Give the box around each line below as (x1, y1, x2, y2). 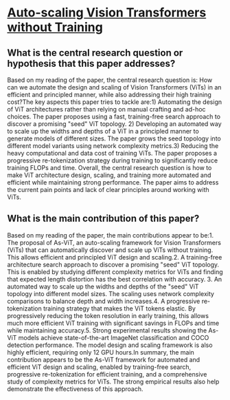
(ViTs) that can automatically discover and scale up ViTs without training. (7, 246, 214, 254)
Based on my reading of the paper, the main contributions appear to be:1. (7, 231, 214, 239)
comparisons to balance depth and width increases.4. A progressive (7, 297, 200, 305)
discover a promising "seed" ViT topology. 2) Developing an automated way (7, 120, 222, 128)
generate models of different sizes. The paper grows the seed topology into (7, 134, 221, 143)
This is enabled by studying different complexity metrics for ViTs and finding (7, 267, 223, 276)
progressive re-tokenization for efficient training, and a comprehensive (7, 370, 207, 378)
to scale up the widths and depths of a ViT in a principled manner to (7, 127, 199, 135)
